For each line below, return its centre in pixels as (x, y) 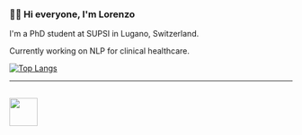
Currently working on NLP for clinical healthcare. (100, 51)
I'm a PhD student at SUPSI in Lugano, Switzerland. (104, 34)
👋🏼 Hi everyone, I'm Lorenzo (72, 14)
